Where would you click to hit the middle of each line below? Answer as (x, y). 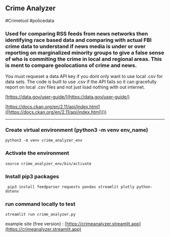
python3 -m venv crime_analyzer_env (44, 141)
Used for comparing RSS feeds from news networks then (77, 33)
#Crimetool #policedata (30, 20)
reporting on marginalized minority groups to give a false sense (85, 53)
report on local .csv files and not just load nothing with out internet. (75, 87)
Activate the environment (37, 153)
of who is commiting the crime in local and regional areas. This (83, 59)
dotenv (12, 191)
